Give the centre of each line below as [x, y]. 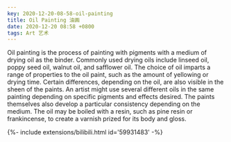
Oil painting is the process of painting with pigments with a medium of [107, 53]
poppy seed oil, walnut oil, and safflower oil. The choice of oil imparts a [109, 67]
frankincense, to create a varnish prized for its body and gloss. [97, 119]
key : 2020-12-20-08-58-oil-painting [60, 14]
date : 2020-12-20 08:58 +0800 [51, 26]
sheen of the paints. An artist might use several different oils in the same [111, 89]
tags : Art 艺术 [28, 33]
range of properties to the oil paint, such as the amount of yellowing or [108, 75]
